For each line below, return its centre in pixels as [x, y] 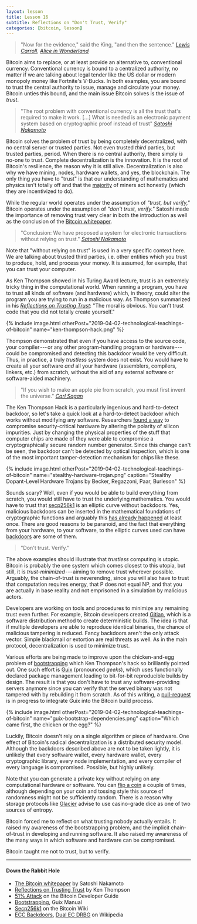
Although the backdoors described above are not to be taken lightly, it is [93, 749]
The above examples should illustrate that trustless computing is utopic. [93, 559]
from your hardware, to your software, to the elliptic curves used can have [96, 531]
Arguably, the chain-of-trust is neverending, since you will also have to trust [98, 578]
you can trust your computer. [41, 269]
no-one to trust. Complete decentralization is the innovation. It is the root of [97, 160]
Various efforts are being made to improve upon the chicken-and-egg [90, 657]
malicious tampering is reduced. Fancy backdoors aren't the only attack [93, 633]
